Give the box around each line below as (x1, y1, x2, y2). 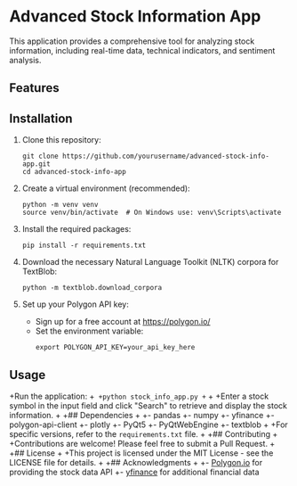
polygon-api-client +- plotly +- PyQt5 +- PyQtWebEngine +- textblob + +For (9, 419, 289, 430)
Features (9, 80, 60, 95)
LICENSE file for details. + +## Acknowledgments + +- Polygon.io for (9, 457, 263, 467)
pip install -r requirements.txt (21, 241, 147, 251)
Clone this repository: (21, 135, 101, 145)
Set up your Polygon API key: (21, 299, 129, 309)
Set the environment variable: (35, 325, 144, 336)
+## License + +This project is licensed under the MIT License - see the (9, 448, 274, 458)
